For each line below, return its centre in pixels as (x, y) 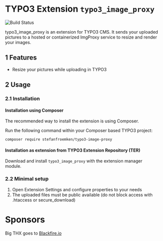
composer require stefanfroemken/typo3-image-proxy (59, 140)
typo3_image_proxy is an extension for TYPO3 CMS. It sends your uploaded (82, 32)
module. (13, 166)
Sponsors (25, 219)
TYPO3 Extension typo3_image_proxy (80, 9)
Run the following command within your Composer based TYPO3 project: (79, 131)
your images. (18, 42)
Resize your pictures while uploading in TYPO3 (59, 69)
